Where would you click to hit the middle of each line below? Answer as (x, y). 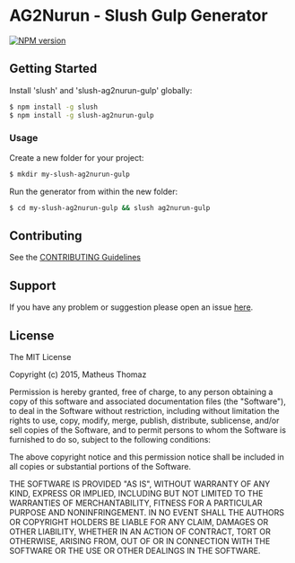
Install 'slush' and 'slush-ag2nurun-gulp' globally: (101, 90)
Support (33, 285)
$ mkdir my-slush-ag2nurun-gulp (69, 174)
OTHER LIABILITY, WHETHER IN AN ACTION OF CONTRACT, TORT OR (140, 532)
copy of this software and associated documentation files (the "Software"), (148, 401)
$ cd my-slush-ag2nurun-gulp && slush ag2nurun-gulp (110, 207)
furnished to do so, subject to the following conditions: (110, 439)
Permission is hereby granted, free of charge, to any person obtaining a (141, 391)
